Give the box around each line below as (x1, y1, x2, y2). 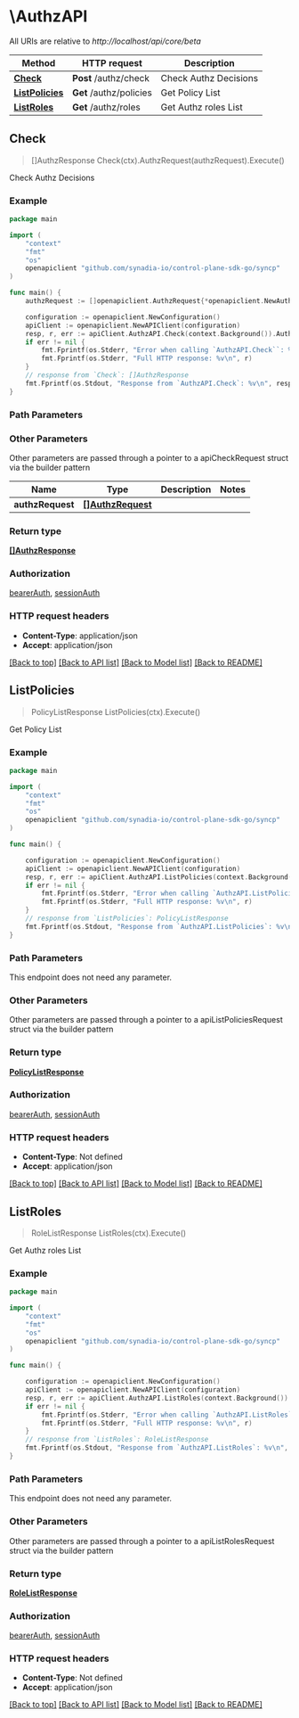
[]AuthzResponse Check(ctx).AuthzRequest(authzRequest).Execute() (30, 154, 285, 166)
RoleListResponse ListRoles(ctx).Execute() (30, 1228, 187, 1238)
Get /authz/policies (72, 86, 153, 99)
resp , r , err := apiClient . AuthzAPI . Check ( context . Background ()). (25, 329, 277, 338)
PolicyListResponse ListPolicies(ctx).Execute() (30, 706, 201, 717)
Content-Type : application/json (21, 630, 138, 641)
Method (21, 56, 56, 69)
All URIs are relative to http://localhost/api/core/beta (9, 36, 202, 46)
